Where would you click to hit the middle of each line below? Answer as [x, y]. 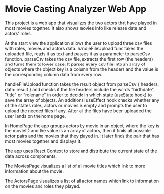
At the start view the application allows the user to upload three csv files [79, 43]
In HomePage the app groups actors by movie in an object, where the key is [82, 126]
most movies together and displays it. [43, 141]
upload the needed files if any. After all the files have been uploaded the [78, 111]
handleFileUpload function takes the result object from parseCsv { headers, [82, 84]
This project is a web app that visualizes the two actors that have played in [81, 23]
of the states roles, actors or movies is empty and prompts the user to [76, 105]
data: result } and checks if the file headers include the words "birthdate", [80, 89]
